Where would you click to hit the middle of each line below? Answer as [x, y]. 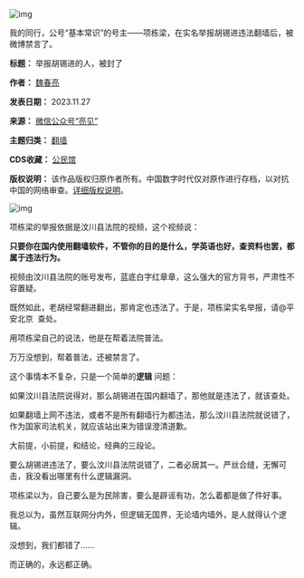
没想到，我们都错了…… [52, 545]
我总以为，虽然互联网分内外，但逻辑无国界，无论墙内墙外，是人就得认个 [144, 515]
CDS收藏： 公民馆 [43, 159]
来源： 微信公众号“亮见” [54, 121]
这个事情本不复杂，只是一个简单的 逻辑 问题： [94, 376]
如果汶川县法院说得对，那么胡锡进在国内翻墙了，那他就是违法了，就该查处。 [152, 395]
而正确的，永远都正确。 [53, 564]
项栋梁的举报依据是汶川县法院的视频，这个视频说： [104, 227]
